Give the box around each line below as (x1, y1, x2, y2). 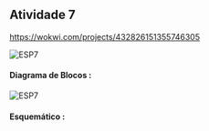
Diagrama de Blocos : (9, 70, 92, 81)
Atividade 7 (9, 7, 76, 23)
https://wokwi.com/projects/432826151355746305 (9, 31, 201, 42)
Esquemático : (9, 111, 66, 122)
